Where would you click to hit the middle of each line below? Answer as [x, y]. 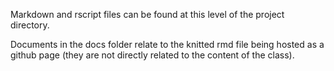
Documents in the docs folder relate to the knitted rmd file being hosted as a [167, 44]
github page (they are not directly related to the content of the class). [152, 55]
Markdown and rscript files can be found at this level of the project [147, 14]
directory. [30, 25]
